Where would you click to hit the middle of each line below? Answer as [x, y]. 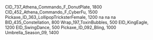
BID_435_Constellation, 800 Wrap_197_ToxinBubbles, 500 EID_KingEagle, [77, 22]
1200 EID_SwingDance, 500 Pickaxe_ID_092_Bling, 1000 [61, 27]
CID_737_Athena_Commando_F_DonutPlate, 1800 [54, 7]
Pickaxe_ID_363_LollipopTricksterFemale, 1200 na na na [60, 17]
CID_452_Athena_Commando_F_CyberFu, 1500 [51, 12]
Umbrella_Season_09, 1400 [32, 33]
